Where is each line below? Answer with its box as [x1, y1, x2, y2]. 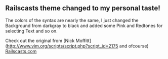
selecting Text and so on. [5, 27, 58, 34]
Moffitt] [75, 37, 92, 43]
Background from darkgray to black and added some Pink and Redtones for [5, 22, 163, 28]
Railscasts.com [5, 48, 37, 54]
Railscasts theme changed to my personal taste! [5, 4, 160, 12]
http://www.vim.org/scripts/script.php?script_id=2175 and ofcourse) [7, 42, 149, 49]
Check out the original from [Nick [5, 37, 75, 43]
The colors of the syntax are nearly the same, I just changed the [5, 17, 139, 23]
